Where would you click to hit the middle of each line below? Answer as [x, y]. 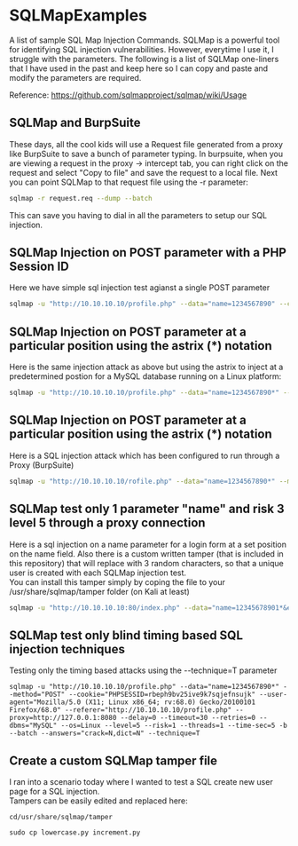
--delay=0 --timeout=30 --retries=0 [188, 718]
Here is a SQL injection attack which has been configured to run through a [145, 455]
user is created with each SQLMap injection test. [98, 573]
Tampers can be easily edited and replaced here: [98, 801]
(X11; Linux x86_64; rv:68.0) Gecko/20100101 [170, 702]
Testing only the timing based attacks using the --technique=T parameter [143, 670]
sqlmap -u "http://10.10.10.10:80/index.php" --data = [111, 608]
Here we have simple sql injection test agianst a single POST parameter [140, 288]
